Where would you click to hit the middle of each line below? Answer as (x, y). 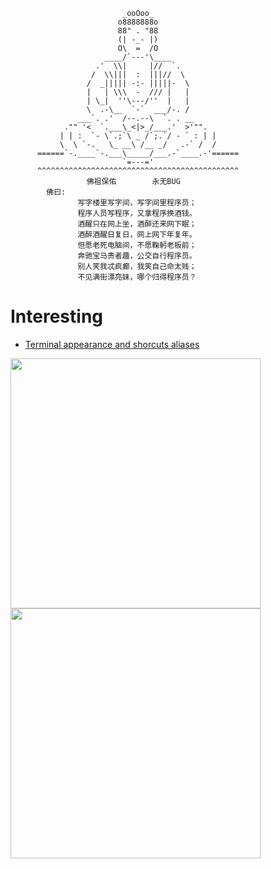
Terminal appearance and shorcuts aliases (112, 344)
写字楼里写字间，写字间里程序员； (137, 203)
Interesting (56, 316)
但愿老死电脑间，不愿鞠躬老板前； (137, 245)
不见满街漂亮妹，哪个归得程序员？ (137, 277)
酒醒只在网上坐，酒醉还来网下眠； (137, 224)
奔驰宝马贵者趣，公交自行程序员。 (137, 256)
